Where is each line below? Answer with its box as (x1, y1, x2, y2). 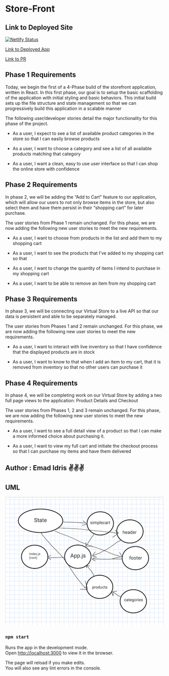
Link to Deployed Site (5, 23, 73, 32)
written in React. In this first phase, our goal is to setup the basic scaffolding (5, 89, 163, 95)
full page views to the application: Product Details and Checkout (5, 398, 138, 404)
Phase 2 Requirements (5, 180, 77, 189)
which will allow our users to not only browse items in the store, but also (5, 199, 154, 205)
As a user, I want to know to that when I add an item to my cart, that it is (12, 359, 161, 365)
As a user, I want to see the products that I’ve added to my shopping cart (12, 250, 163, 256)
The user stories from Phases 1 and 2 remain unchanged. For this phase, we (5, 323, 163, 329)
